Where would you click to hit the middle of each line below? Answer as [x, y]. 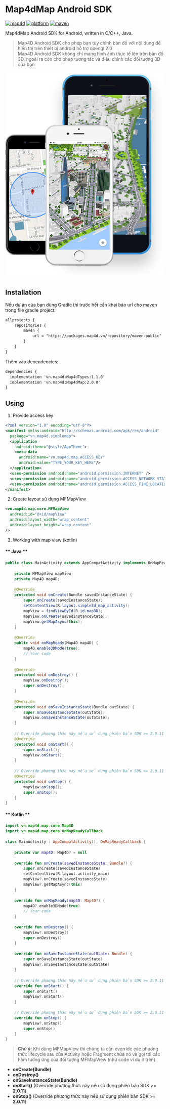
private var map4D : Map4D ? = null [51, 852]
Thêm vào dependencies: [32, 361]
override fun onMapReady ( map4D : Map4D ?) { [60, 901]
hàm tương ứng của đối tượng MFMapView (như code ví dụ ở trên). [87, 1060]
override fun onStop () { [40, 1018]
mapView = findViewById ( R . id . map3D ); [63, 611]
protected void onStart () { [44, 744]
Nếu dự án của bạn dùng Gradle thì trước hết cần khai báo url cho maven [81, 305]
